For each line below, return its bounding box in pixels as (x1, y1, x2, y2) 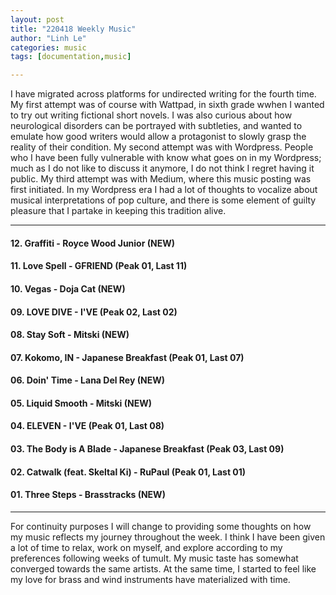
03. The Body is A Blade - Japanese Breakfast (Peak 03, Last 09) (10, 443, 285, 455)
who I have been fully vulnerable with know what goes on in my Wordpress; (10, 152, 322, 164)
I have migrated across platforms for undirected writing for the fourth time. (10, 88, 317, 100)
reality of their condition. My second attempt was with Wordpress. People (10, 141, 314, 153)
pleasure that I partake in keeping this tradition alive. (10, 205, 227, 217)
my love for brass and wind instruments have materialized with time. (10, 573, 291, 585)
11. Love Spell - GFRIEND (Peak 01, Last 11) (10, 260, 188, 272)
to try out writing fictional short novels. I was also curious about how (10, 109, 293, 121)
